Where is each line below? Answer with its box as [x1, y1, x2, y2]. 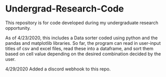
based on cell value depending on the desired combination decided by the [5, 51, 161, 57]
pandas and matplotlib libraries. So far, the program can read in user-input [5, 40, 161, 46]
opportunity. [5, 25, 32, 31]
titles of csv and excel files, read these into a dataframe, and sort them [5, 45, 154, 51]
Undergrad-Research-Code [5, 3, 124, 15]
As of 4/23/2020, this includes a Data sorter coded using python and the [5, 35, 158, 41]
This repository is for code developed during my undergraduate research [5, 20, 159, 26]
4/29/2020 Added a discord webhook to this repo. [5, 66, 111, 72]
